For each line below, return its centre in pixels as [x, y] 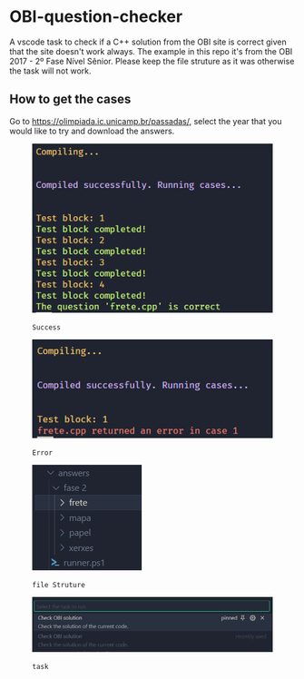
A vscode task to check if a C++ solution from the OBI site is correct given [148, 42]
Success [47, 328]
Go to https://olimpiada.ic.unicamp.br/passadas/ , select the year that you [146, 121]
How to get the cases [70, 99]
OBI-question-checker [96, 17]
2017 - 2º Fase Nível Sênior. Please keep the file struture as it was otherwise [152, 61]
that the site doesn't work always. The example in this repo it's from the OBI [151, 51]
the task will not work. [51, 71]
